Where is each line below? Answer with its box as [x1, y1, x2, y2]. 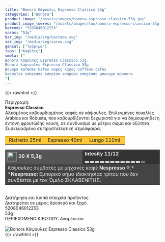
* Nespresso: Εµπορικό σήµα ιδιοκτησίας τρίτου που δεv [7, 170, 138, 177]
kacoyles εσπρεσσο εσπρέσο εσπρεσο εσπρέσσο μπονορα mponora [5, 72, 133, 77]
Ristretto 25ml [9, 136, 42, 143]
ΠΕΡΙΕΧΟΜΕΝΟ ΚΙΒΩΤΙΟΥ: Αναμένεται [5, 215, 84, 221]
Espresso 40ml [47, 136, 82, 143]
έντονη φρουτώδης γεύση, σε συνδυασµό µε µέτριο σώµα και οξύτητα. [5, 120, 151, 126]
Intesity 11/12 [84, 150, 119, 157]
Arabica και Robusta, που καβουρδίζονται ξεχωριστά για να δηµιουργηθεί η [5, 115, 160, 121]
